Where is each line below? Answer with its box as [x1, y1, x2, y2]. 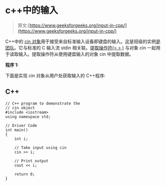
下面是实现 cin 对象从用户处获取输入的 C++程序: [5, 72, 106, 78]
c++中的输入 [5, 5, 58, 16]
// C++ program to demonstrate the [5, 101, 80, 106]
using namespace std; [5, 114, 51, 119]
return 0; [14, 171, 35, 177]
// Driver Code [5, 123, 37, 128]
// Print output [14, 158, 49, 163]
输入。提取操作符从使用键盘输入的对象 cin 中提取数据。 [18, 51, 134, 57]
